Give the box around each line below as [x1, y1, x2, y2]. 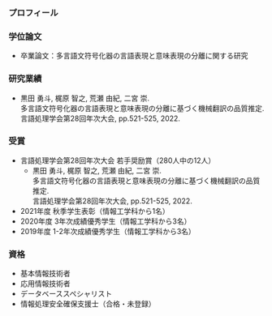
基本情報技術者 [19, 269, 71, 279]
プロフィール [8, 6, 58, 18]
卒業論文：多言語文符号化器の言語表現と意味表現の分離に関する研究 [19, 51, 248, 61]
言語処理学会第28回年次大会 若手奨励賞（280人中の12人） [19, 156, 216, 165]
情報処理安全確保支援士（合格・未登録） [19, 299, 156, 309]
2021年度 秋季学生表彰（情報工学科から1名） [19, 206, 171, 216]
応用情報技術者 [19, 279, 71, 288]
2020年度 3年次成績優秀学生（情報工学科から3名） [19, 216, 192, 226]
